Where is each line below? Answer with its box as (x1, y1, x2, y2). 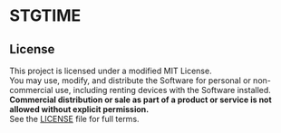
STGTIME (9, 5, 82, 26)
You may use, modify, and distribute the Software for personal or (9, 75, 251, 86)
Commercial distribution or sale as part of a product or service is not (9, 94, 272, 105)
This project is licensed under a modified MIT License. (9, 65, 212, 76)
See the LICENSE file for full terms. (9, 114, 140, 124)
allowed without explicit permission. (9, 104, 150, 114)
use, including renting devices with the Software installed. (54, 85, 272, 95)
